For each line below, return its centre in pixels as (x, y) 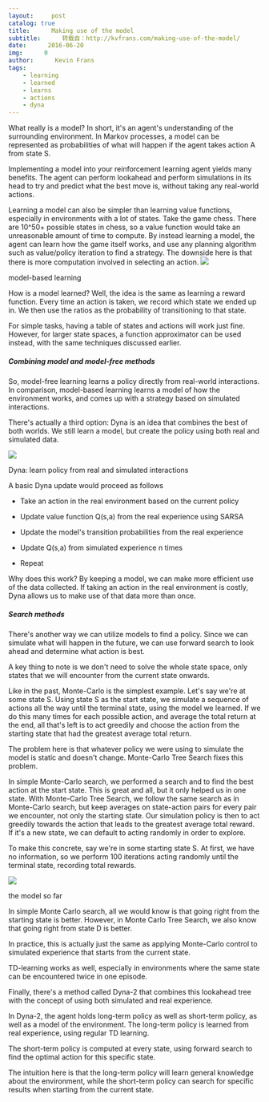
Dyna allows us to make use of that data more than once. (102, 596)
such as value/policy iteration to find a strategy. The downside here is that (130, 252)
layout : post (37, 16)
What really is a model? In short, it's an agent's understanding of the (121, 128)
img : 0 (28, 53)
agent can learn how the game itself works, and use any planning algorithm (132, 244)
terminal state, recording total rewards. (72, 866)
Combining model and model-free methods (82, 361)
